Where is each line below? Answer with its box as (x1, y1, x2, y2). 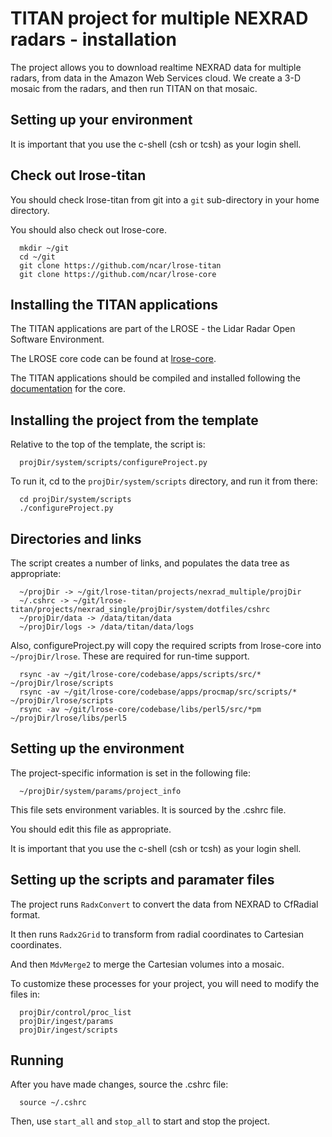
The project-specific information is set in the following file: (10, 767, 251, 779)
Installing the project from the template (10, 412, 259, 429)
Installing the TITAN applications (10, 296, 219, 313)
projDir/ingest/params (19, 1016, 114, 1026)
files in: (10, 988, 41, 1000)
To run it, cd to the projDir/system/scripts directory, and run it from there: (10, 475, 318, 487)
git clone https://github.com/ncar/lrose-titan (19, 260, 222, 271)
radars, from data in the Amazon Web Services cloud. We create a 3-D (10, 72, 302, 84)
